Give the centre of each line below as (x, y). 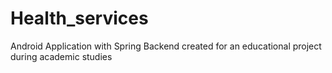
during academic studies (61, 56)
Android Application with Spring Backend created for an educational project (166, 46)
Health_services (79, 18)
